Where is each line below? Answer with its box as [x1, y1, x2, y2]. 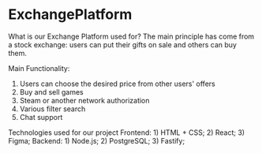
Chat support [19, 112, 63, 121]
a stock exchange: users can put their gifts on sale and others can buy [8, 39, 237, 49]
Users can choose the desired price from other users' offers [19, 79, 215, 88]
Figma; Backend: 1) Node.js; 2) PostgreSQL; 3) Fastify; [8, 136, 185, 145]
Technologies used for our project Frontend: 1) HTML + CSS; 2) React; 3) [8, 128, 245, 137]
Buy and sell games [19, 87, 84, 96]
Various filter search [19, 104, 86, 114]
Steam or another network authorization [19, 95, 150, 105]
